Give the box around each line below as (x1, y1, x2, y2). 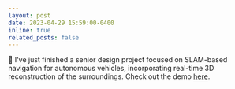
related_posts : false (8, 33, 80, 42)
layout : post (8, 11, 51, 20)
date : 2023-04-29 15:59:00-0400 (8, 19, 114, 27)
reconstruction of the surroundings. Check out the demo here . (8, 72, 211, 81)
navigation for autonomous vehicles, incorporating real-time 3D (8, 64, 214, 73)
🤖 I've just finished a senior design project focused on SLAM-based (8, 55, 228, 65)
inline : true (8, 26, 51, 34)
